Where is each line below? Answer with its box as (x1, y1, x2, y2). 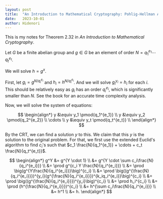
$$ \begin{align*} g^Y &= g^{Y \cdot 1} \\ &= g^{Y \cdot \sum (9, 158, 131, 163)
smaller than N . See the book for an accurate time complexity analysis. (5, 93, 147, 99)
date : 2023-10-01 (5, 16, 45, 21)
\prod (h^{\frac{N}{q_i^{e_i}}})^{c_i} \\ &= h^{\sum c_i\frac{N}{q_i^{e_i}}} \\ (7, 183, 156, 189)
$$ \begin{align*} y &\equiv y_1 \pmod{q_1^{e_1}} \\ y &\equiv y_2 (17, 112, 146, 118)
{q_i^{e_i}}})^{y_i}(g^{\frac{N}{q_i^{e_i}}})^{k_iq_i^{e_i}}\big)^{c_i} (10, 173, 142, 179)
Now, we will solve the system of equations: (5, 102, 93, 108)
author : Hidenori (5, 20, 40, 26)
